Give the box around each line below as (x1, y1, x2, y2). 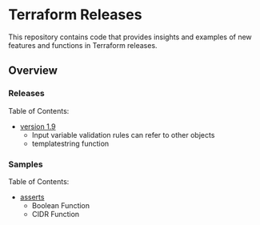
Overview (8, 64, 58, 78)
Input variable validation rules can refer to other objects (31, 130, 215, 139)
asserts (19, 192, 45, 202)
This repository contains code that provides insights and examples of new (8, 32, 252, 42)
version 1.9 (19, 122, 56, 131)
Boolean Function (31, 200, 90, 210)
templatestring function (31, 139, 110, 148)
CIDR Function (31, 209, 80, 219)
